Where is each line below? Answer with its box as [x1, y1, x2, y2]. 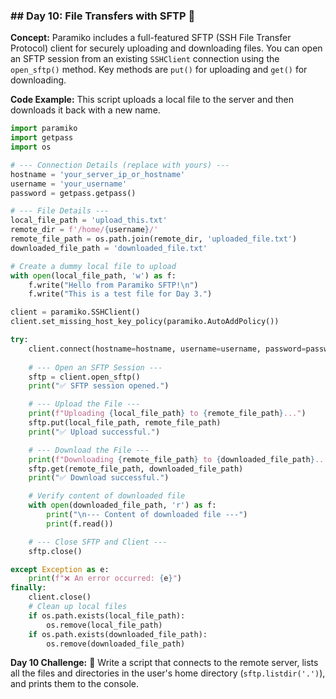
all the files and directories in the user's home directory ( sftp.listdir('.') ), [10, 667, 326, 679]
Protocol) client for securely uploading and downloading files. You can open [10, 42, 323, 54]
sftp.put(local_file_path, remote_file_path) [28, 418, 222, 428]
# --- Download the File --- [28, 445, 150, 455]
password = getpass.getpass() [10, 188, 137, 198]
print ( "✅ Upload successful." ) [28, 427, 161, 437]
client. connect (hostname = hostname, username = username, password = [28, 344, 307, 354]
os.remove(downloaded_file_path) [46, 639, 186, 649]
